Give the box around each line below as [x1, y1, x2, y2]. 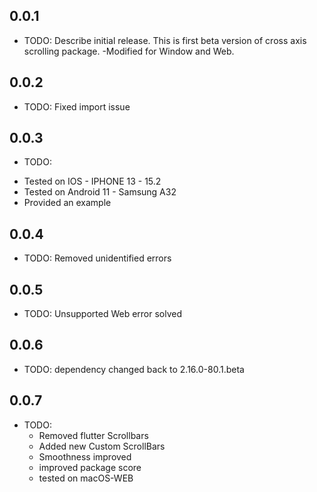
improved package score [38, 461, 142, 473]
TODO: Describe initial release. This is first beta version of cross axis [23, 34, 307, 46]
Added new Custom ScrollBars [38, 440, 166, 452]
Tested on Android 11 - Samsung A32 [23, 186, 177, 198]
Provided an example [23, 197, 112, 209]
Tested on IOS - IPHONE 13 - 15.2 [23, 175, 162, 188]
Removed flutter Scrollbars [38, 429, 149, 441]
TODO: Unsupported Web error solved [23, 308, 183, 320]
